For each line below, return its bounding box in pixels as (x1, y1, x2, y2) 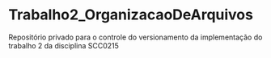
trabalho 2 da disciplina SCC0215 (8, 40, 120, 50)
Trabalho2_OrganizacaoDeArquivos (8, 6, 253, 24)
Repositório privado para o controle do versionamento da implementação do (8, 32, 263, 42)
